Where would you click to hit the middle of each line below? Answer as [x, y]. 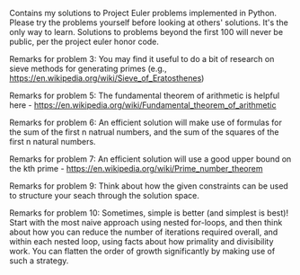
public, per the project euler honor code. [84, 41]
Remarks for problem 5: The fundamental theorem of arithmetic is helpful [145, 95]
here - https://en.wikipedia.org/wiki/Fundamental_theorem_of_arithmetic [143, 105]
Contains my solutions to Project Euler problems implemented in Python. [143, 13]
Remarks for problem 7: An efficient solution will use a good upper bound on [150, 159]
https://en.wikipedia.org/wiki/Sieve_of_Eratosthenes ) [107, 78]
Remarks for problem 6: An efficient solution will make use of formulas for [146, 122]
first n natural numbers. [53, 142]
